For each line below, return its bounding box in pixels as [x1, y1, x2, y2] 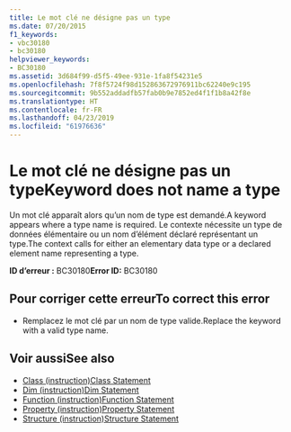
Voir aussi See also [9, 351, 115, 366]
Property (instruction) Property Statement [22, 403, 175, 414]
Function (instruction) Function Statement [22, 393, 175, 405]
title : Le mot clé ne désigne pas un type [9, 13, 171, 22]
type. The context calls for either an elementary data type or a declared [9, 238, 271, 248]
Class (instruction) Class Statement [22, 374, 151, 385]
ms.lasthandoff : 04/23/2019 [9, 113, 115, 122]
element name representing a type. [9, 247, 139, 258]
